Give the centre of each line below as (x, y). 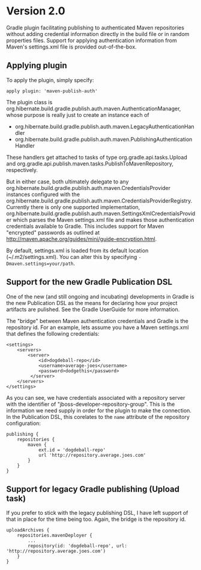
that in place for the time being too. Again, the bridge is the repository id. (96, 519)
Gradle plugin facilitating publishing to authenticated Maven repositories (95, 28)
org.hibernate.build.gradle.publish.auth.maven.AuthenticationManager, (94, 108)
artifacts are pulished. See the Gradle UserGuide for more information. (93, 309)
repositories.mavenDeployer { (55, 536)
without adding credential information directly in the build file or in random (98, 34)
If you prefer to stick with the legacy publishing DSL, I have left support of (97, 513)
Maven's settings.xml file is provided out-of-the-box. (71, 47)
